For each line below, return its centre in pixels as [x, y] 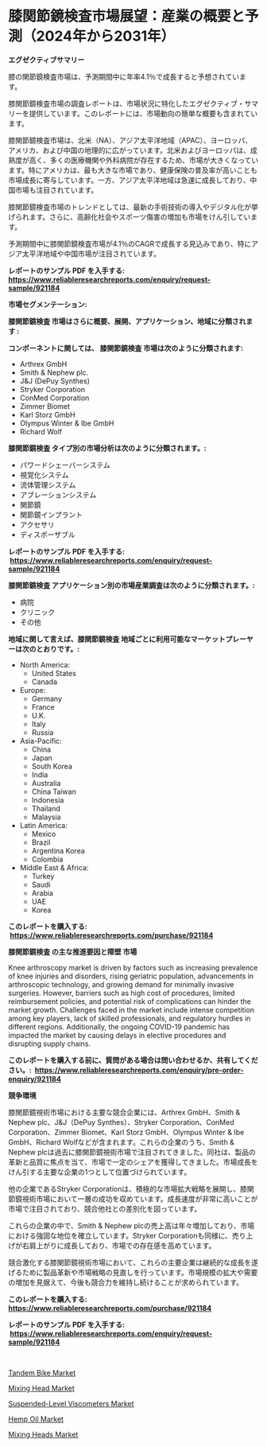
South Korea [52, 766]
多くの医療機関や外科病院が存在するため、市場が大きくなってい [154, 160]
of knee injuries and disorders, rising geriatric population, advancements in [131, 976]
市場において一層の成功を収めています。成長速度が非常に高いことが [147, 1199]
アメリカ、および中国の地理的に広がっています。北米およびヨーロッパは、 [129, 150]
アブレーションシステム [58, 495]
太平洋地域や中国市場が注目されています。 [91, 253]
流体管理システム [48, 484]
